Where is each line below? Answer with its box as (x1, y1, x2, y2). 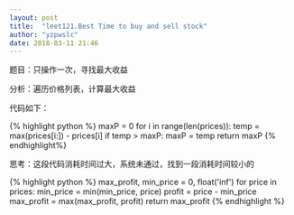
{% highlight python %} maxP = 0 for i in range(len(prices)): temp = (9, 121, 260, 132)
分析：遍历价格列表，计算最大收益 (9, 83, 136, 95)
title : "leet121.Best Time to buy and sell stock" (9, 22, 207, 31)
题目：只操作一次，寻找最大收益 (9, 64, 128, 75)
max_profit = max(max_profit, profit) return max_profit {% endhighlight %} (9, 196, 286, 207)
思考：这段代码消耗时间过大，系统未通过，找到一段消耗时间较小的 (9, 159, 254, 170)
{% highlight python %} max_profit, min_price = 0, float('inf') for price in (9, 177, 277, 188)
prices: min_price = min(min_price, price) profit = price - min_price (9, 186, 257, 197)
